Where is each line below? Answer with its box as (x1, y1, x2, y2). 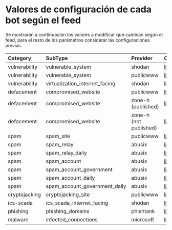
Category (8, 54, 32, 62)
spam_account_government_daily (46, 182, 126, 189)
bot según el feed (5, 14, 81, 26)
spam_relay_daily (46, 149, 87, 156)
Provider (131, 54, 153, 62)
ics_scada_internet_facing (46, 199, 109, 206)
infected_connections (46, 216, 98, 223)
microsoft (131, 216, 155, 223)
